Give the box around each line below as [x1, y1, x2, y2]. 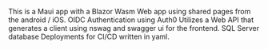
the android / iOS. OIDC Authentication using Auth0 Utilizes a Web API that [8, 15, 254, 24]
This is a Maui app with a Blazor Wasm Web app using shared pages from [8, 7, 251, 16]
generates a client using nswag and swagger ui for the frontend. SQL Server [8, 24, 260, 32]
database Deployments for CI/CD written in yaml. [8, 32, 170, 41]
